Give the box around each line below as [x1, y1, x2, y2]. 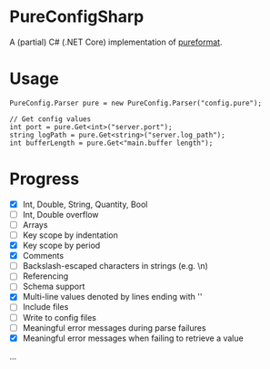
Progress [9, 169, 80, 190]
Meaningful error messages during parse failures [22, 322, 206, 333]
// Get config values [9, 114, 92, 124]
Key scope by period [22, 240, 101, 251]
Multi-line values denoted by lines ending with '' [22, 292, 203, 302]
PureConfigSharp [9, 6, 145, 27]
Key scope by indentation [22, 230, 118, 241]
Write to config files [22, 312, 97, 323]
